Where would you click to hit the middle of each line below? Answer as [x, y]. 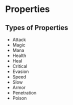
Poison [19, 98]
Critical [20, 66]
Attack [19, 39]
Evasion [20, 71]
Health [19, 55]
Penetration [24, 93]
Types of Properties [37, 28]
